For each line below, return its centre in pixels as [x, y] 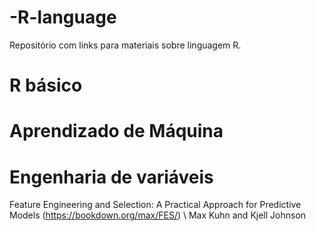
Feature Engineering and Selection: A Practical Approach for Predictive [155, 205]
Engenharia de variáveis [111, 177]
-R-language [63, 17]
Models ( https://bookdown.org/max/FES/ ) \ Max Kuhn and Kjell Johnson [158, 215]
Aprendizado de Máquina [116, 131]
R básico [46, 85]
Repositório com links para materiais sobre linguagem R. [125, 45]
